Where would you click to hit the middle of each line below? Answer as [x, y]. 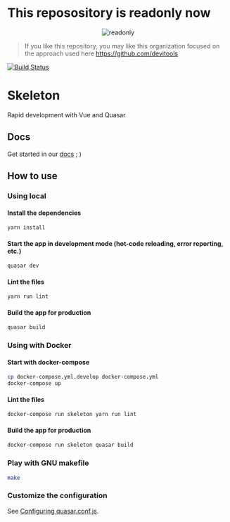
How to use [32, 176]
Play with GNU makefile [48, 463]
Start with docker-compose [49, 362]
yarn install [26, 228]
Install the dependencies [44, 213]
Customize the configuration [57, 495]
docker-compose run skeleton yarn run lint [72, 415]
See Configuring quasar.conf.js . [53, 511]
